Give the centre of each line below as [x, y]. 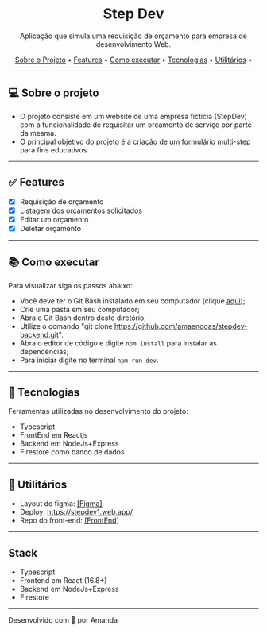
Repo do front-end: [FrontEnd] [69, 520]
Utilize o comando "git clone [66, 326]
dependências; [44, 351]
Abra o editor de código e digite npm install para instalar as [118, 343]
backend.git [39, 334]
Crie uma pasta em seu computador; [80, 309]
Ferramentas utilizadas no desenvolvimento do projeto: [98, 411]
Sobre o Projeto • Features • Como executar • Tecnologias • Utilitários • [133, 60]
